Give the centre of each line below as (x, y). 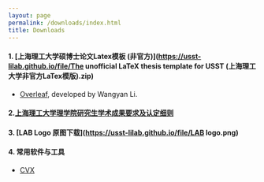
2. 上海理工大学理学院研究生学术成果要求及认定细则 (91, 113)
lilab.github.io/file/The (46, 66)
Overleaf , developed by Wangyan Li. (78, 94)
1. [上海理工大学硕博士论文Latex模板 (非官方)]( (84, 56)
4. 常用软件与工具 (37, 152)
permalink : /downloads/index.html (65, 23)
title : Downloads (37, 30)
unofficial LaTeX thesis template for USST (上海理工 (171, 66)
